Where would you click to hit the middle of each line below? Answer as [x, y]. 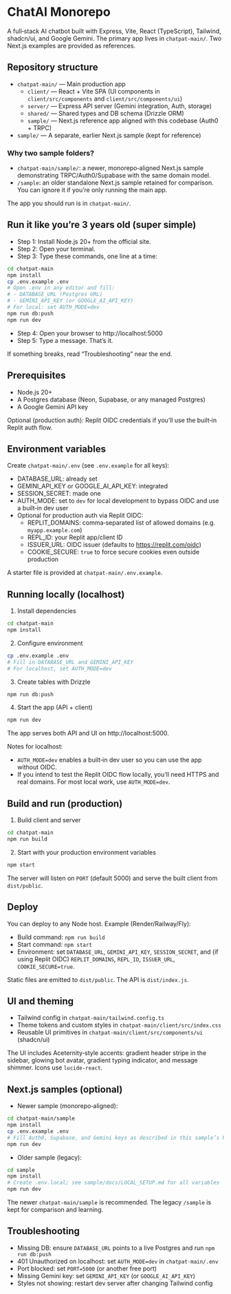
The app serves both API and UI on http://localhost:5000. [88, 733]
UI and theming [41, 1001]
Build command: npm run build [61, 937]
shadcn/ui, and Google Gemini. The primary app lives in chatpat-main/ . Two [114, 38]
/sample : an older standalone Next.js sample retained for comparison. [115, 182]
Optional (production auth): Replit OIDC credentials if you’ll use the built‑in [112, 420]
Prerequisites [36, 376]
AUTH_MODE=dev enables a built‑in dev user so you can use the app [109, 760]
